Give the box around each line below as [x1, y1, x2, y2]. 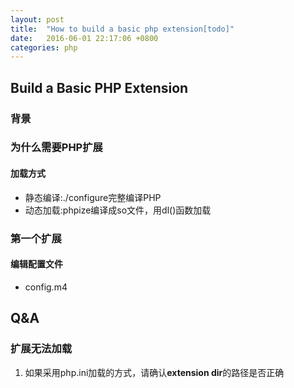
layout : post [10, 14, 65, 25]
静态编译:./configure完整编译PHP [24, 191, 162, 203]
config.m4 [24, 281, 68, 293]
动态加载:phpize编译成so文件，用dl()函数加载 [24, 204, 212, 216]
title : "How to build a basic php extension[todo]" [10, 24, 235, 34]
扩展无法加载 [10, 342, 73, 356]
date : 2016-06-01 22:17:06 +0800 [10, 33, 159, 43]
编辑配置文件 [10, 258, 63, 270]
